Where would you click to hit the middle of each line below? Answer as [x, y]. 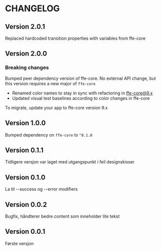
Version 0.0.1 [25, 232]
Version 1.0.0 [26, 123]
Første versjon [19, 243]
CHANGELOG [32, 9]
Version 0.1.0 [25, 177]
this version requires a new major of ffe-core [50, 83]
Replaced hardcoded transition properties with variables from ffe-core [75, 38]
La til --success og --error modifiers [41, 189]
